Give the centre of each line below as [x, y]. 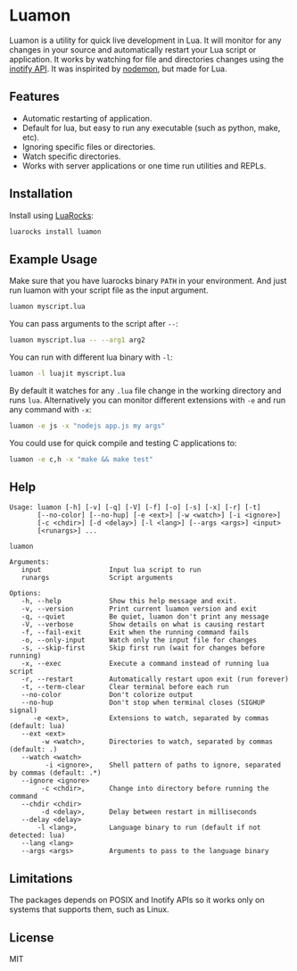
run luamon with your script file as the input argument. [109, 290]
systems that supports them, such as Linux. [89, 909]
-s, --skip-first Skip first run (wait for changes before [143, 648]
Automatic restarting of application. [87, 118]
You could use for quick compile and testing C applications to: [123, 443]
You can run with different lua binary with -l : [91, 357]
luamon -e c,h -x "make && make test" [81, 459]
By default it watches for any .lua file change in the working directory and [145, 390]
